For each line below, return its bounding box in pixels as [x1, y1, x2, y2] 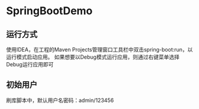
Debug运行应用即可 [6, 61, 54, 68]
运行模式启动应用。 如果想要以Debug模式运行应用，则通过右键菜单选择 [6, 53, 179, 60]
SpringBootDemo [6, 4, 93, 18]
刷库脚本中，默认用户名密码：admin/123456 [6, 97, 114, 104]
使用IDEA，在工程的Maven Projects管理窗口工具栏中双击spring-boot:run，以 [6, 46, 193, 53]
